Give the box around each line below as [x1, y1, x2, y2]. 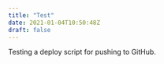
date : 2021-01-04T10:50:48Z [8, 19, 101, 27]
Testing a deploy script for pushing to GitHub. [8, 48, 156, 57]
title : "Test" [8, 11, 55, 20]
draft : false [8, 26, 51, 34]
